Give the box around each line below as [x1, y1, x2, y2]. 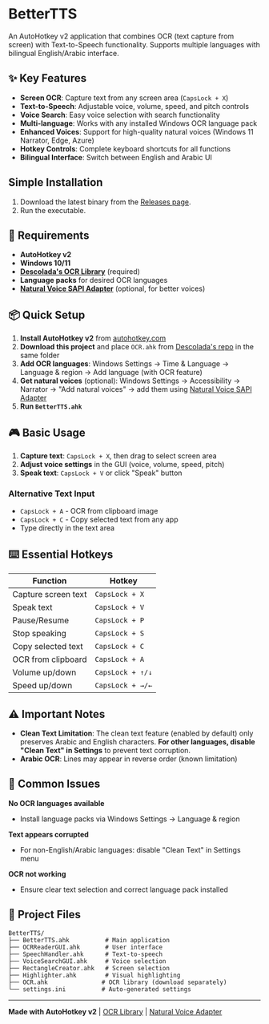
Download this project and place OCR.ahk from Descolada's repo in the [19, 342, 255, 352]
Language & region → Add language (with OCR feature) [19, 368, 203, 377]
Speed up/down [12, 680, 73, 691]
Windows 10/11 [19, 258, 71, 268]
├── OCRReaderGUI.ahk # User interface [8, 943, 163, 951]
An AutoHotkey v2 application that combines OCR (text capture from [8, 31, 235, 41]
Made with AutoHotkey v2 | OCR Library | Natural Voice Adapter [8, 1006, 223, 1016]
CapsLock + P [94, 616, 145, 625]
